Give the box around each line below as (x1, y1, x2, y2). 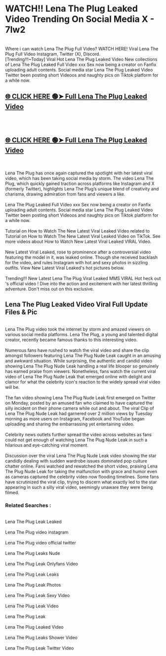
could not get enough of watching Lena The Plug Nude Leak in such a (5, 437, 147, 443)
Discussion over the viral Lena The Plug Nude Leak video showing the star (5, 453, 157, 459)
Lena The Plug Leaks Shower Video (5, 634, 78, 640)
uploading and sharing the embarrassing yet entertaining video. (5, 421, 135, 427)
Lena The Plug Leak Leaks (5, 571, 59, 577)
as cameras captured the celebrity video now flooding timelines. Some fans (5, 474, 159, 480)
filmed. (5, 489, 19, 496)
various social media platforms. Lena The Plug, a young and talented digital (5, 332, 158, 338)
